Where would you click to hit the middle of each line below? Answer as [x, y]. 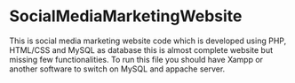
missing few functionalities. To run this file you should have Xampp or [136, 59]
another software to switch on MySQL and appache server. [117, 69]
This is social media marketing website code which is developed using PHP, [148, 41]
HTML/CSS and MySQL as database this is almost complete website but [141, 49]
